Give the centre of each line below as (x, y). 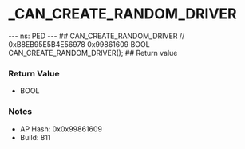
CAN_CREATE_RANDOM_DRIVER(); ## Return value (93, 53)
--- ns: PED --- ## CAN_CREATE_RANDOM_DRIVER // (97, 36)
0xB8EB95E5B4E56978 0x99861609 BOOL (79, 44)
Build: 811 (35, 137)
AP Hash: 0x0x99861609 (61, 129)
